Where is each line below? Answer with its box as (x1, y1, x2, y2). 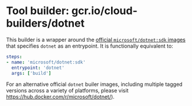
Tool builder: (6, 4, 70, 18)
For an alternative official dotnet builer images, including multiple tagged (6, 81, 183, 88)
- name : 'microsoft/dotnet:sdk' (6, 59, 86, 65)
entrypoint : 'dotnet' (11, 65, 65, 71)
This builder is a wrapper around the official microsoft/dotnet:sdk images (6, 36, 186, 43)
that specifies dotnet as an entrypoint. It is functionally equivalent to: (6, 42, 173, 49)
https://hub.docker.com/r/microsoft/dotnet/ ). (6, 93, 115, 101)
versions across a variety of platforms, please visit (6, 87, 129, 94)
